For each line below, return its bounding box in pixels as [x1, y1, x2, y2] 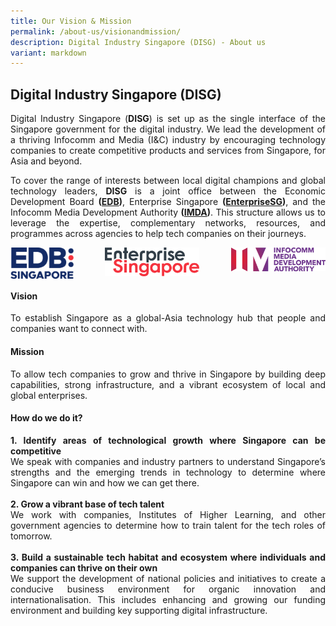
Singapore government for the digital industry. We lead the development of [10, 123, 326, 135]
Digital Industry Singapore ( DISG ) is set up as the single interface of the [10, 113, 326, 125]
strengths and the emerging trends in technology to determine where [10, 466, 326, 478]
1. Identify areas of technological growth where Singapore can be [10, 434, 326, 446]
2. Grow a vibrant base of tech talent [10, 498, 165, 510]
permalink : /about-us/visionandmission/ [10, 26, 182, 37]
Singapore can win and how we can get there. [10, 476, 200, 489]
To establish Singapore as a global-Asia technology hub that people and [10, 312, 326, 324]
